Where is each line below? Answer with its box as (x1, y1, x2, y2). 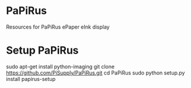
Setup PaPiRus (6, 44, 79, 57)
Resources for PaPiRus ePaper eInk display (6, 23, 110, 30)
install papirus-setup (6, 75, 56, 82)
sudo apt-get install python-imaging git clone (6, 63, 115, 70)
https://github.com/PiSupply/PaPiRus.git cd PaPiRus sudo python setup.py (6, 69, 185, 76)
